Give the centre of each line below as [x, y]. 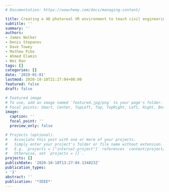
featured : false [22, 84]
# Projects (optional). [30, 135]
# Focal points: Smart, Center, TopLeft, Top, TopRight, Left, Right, [81, 107]
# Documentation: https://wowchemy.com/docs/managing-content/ [73, 10]
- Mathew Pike [20, 51]
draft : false [19, 89]
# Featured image [23, 98]
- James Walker [21, 38]
